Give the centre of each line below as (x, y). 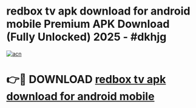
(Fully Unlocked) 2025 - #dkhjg (86, 37)
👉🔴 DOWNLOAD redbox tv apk (86, 79)
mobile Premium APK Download (88, 24)
